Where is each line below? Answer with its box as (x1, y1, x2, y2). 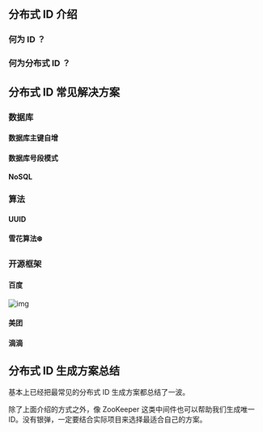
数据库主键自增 (8, 133, 58, 143)
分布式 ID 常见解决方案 (8, 85, 121, 99)
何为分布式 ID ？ (8, 57, 71, 69)
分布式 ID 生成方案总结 (8, 364, 121, 378)
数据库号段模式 (8, 153, 58, 163)
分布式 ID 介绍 (8, 7, 78, 22)
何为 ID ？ (8, 34, 46, 45)
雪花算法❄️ (8, 234, 43, 244)
